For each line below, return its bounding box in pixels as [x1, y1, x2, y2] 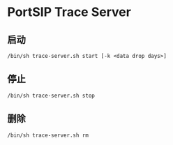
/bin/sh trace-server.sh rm [7, 132, 89, 139]
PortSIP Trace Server [7, 4, 131, 20]
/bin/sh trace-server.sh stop [7, 92, 96, 99]
